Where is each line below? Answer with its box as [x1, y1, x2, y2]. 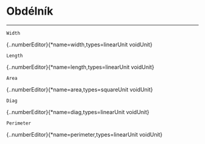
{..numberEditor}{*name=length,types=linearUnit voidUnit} [6, 63, 154, 71]
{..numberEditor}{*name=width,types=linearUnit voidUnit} [6, 41, 153, 48]
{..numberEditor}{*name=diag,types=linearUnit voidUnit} [6, 108, 149, 115]
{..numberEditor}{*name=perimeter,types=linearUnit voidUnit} [6, 131, 163, 138]
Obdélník [6, 4, 54, 18]
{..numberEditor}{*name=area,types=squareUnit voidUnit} [6, 85, 154, 93]
